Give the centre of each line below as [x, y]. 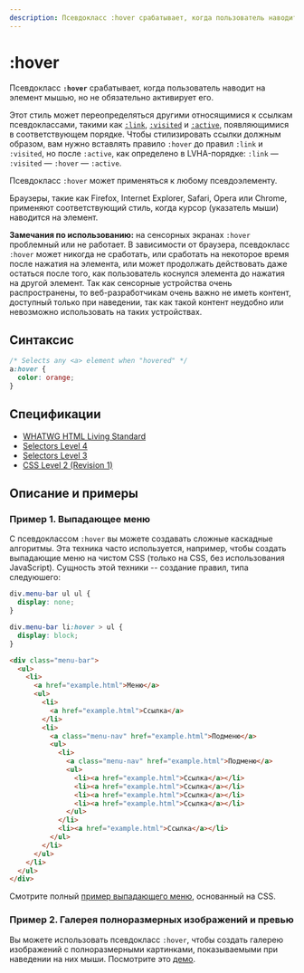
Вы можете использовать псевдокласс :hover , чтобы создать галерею [146, 940]
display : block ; [48, 635]
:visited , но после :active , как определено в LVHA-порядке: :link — [144, 153]
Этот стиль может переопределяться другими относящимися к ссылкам [151, 115]
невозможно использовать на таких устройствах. [106, 311]
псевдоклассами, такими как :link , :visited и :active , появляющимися [149, 124]
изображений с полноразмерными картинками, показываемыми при [144, 949]
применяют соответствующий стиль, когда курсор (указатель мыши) [144, 207]
